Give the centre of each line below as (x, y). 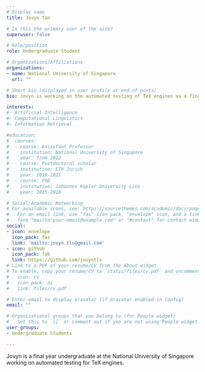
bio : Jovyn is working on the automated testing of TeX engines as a (97, 96)
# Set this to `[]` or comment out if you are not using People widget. (103, 322)
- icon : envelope (28, 231)
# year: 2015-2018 (34, 192)
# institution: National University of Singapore (75, 152)
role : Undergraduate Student (43, 51)
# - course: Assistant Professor (50, 147)
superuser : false (28, 34)
